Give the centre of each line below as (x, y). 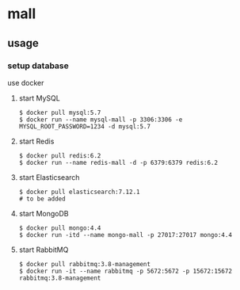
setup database (38, 66)
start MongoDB (44, 213)
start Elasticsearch (49, 177)
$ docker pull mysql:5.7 (60, 113)
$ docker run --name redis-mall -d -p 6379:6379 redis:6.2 (118, 162)
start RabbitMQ (44, 250)
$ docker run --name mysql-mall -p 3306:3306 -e (101, 120)
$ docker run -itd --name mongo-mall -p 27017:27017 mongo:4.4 (126, 235)
